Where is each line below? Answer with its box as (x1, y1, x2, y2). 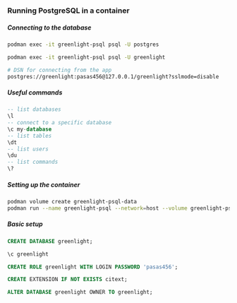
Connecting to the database (7, 23, 92, 32)
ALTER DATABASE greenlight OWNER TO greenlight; (7, 289, 153, 296)
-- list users (7, 145, 49, 153)
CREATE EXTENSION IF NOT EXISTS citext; (7, 276, 128, 283)
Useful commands (7, 88, 63, 97)
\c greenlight (7, 250, 49, 258)
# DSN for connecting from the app (7, 66, 112, 73)
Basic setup (7, 220, 44, 228)
